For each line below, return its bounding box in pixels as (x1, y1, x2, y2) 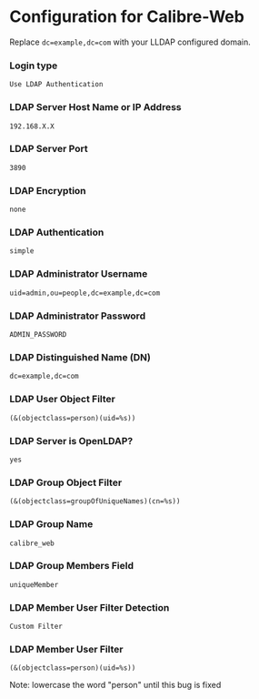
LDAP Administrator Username (9, 268, 148, 280)
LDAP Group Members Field (9, 560, 134, 572)
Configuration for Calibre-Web (9, 6, 245, 27)
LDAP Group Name (9, 518, 94, 531)
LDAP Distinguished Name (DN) (9, 350, 152, 363)
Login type (9, 59, 58, 72)
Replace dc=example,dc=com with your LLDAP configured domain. (9, 36, 252, 47)
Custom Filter (9, 622, 64, 632)
